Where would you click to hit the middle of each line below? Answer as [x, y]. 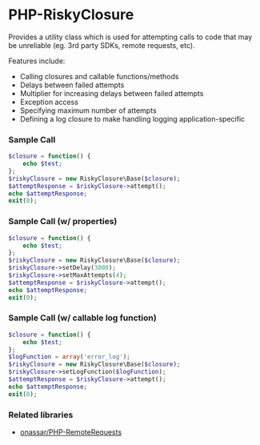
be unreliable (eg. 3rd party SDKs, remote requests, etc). [102, 45]
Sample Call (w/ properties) [63, 222]
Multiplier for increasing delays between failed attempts [112, 93]
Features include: [37, 61]
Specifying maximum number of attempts [88, 110]
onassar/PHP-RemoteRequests [71, 432]
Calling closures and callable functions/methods [99, 76]
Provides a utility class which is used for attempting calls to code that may [130, 37]
